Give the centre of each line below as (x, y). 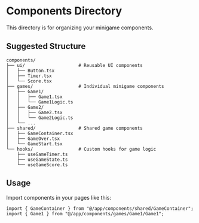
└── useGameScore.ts (42, 165)
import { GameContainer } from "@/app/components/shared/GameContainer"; (100, 208)
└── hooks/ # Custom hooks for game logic (81, 149)
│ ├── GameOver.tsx (33, 139)
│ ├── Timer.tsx (29, 76)
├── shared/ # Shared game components (75, 128)
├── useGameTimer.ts (42, 154)
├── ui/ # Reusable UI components (75, 65)
